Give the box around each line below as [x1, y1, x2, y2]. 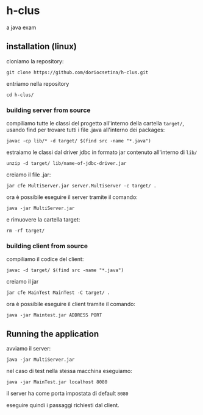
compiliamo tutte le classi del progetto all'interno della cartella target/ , [6, 120, 185, 127]
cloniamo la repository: [6, 57, 64, 65]
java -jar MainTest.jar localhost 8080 [6, 379, 108, 385]
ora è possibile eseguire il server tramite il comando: [6, 194, 138, 201]
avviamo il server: [6, 345, 51, 352]
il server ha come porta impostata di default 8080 [6, 390, 129, 397]
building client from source [6, 242, 88, 250]
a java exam [6, 24, 37, 31]
